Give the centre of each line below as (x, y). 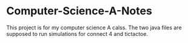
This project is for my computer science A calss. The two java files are (94, 27)
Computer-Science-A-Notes (79, 11)
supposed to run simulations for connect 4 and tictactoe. (77, 33)
